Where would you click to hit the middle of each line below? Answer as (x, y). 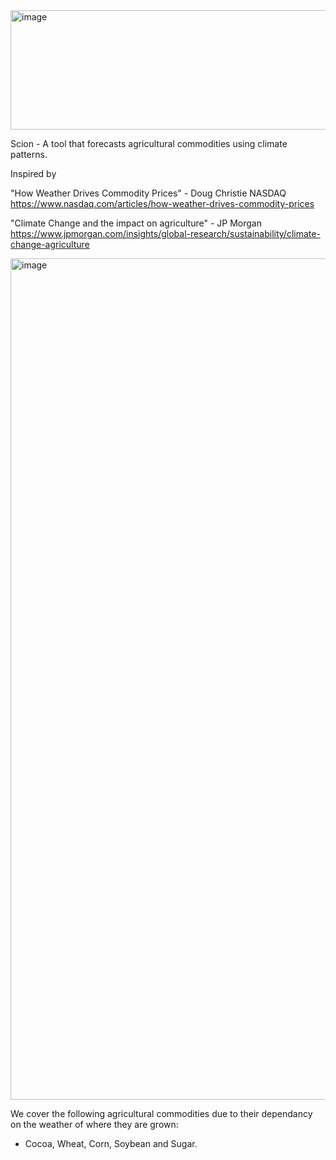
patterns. (29, 154)
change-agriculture (50, 244)
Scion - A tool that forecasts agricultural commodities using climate (149, 143)
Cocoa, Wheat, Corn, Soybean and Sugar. (111, 1143)
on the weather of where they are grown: (94, 1124)
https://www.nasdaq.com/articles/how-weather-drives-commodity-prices (162, 203)
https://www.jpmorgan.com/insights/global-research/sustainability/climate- (165, 233)
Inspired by (33, 173)
